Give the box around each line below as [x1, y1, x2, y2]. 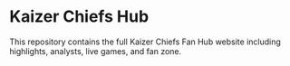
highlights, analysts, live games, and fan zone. [9, 45, 182, 56]
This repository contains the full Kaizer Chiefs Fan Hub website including [9, 36, 281, 47]
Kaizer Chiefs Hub [9, 6, 150, 27]
